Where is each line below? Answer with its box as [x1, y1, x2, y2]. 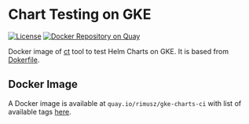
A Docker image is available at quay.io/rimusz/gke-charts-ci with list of [8, 98, 242, 108]
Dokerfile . [8, 55, 40, 64]
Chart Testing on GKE [8, 5, 152, 24]
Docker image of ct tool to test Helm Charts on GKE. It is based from [8, 46, 229, 56]
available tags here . [8, 107, 72, 116]
